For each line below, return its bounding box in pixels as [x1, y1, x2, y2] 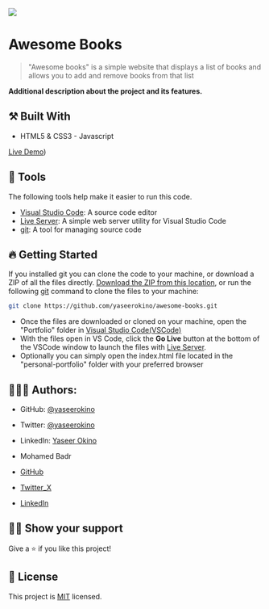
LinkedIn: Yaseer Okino [19, 436, 97, 446]
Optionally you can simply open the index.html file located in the [19, 351, 234, 361]
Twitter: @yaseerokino [19, 420, 95, 430]
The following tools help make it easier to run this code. [8, 191, 192, 201]
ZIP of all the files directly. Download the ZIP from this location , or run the [8, 278, 252, 288]
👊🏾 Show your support [8, 522, 123, 535]
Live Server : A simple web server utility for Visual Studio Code [19, 216, 227, 225]
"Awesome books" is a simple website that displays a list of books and [27, 61, 262, 72]
